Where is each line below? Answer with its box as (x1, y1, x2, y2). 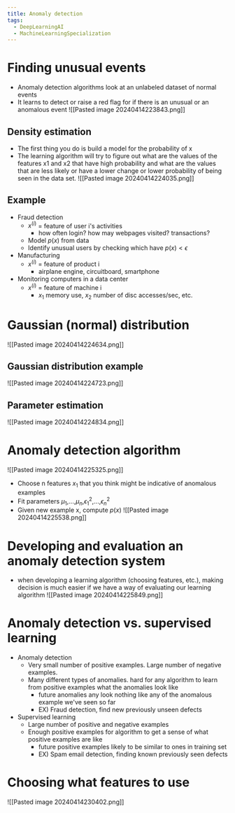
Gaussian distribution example (7, 360, 143, 372)
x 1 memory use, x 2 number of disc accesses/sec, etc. (38, 291, 193, 301)
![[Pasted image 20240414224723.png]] (7, 379, 124, 387)
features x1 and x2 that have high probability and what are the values (17, 159, 217, 167)
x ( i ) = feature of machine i (27, 282, 102, 291)
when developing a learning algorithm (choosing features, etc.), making (17, 576, 224, 585)
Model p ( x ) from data (27, 236, 90, 245)
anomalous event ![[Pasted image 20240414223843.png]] (17, 106, 185, 114)
